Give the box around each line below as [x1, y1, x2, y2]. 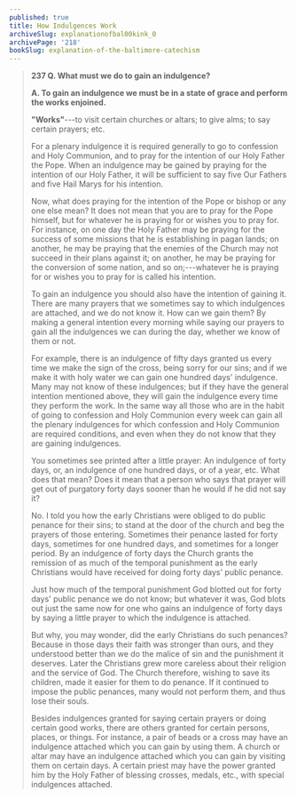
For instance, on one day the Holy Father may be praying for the [30, 224, 265, 235]
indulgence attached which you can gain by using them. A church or [30, 741, 281, 752]
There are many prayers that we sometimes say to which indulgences [30, 299, 285, 309]
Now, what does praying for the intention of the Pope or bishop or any [30, 196, 286, 207]
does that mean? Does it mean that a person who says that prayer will [30, 475, 286, 485]
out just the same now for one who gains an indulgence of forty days [30, 603, 283, 614]
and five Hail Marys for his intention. [30, 179, 164, 189]
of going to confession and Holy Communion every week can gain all [30, 410, 284, 420]
